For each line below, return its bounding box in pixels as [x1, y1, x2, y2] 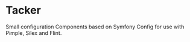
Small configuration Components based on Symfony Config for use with [5, 23, 185, 30]
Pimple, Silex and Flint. [5, 29, 62, 36]
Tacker [5, 4, 42, 17]
